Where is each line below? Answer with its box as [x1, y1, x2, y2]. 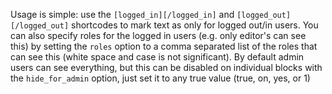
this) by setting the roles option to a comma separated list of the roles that [10, 40, 318, 52]
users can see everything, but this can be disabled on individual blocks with [10, 62, 323, 73]
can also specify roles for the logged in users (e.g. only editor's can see [10, 30, 307, 41]
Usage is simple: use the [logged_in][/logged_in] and [10, 9, 235, 20]
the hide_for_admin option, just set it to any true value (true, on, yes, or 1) [10, 72, 311, 84]
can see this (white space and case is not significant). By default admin [10, 51, 305, 63]
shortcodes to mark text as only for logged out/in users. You [71, 19, 319, 31]
